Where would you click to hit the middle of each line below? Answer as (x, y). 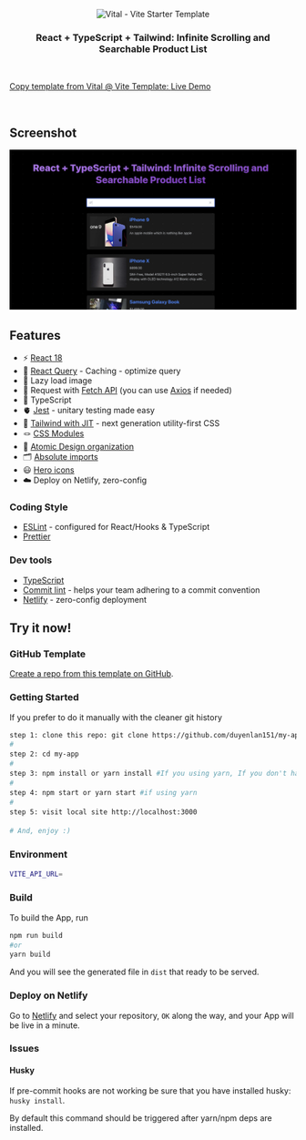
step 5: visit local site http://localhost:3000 (103, 812)
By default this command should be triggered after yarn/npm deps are (141, 1118)
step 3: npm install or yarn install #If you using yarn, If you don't (148, 774)
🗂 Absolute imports (60, 456)
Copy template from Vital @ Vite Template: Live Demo (110, 87)
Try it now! (41, 628)
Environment (39, 854)
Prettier (36, 536)
